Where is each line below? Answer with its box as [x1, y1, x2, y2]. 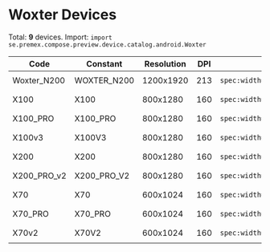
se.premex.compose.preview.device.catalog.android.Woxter [8, 40, 207, 49]
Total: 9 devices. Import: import [8, 32, 112, 42]
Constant [86, 58, 123, 69]
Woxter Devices [8, 6, 117, 24]
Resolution [144, 58, 186, 69]
